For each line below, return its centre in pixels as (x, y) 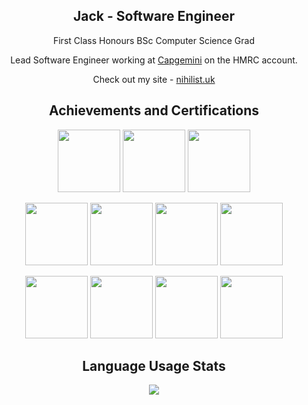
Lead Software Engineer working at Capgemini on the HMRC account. (154, 60)
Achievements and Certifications (154, 110)
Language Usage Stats (154, 366)
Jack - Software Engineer (154, 16)
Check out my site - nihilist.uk (154, 79)
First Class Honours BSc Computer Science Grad (154, 40)
